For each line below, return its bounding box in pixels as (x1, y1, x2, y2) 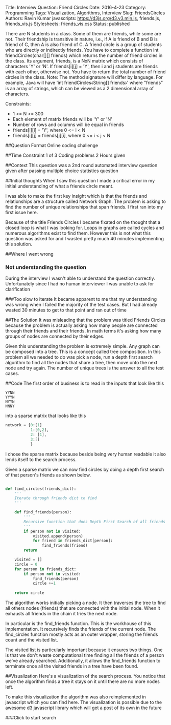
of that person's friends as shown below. (5, 471, 91, 478)
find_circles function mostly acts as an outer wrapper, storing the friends (5, 631, 158, 637)
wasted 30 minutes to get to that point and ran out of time (5, 307, 127, 313)
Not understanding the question (5, 263, 87, 271)
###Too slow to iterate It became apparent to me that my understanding (5, 296, 157, 302)
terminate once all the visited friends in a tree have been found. (5, 663, 139, 669)
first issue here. (5, 210, 38, 215)
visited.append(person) (32, 533, 83, 538)
